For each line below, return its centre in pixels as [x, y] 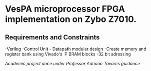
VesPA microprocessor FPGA [65, 9]
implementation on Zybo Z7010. [71, 19]
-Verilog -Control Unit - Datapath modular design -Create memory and [76, 49]
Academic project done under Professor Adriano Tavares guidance [73, 63]
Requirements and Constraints [52, 37]
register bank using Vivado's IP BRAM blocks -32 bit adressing [68, 54]
